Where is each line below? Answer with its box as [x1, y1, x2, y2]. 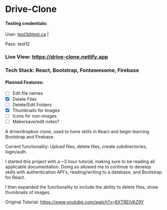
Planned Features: [5, 79, 44, 85]
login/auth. [5, 149, 27, 155]
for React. [5, 174, 25, 180]
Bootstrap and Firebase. [5, 134, 55, 140]
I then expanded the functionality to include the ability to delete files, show [5, 184, 159, 190]
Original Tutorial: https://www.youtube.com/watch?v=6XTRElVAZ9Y [5, 199, 144, 205]
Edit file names [12, 90, 43, 96]
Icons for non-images [12, 113, 57, 119]
